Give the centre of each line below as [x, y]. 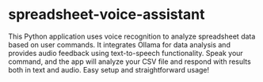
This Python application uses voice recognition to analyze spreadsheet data [132, 36]
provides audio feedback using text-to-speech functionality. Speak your [126, 53]
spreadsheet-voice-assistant [107, 15]
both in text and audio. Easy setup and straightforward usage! [109, 69]
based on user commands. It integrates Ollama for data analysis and [120, 44]
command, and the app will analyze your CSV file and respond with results [130, 61]
